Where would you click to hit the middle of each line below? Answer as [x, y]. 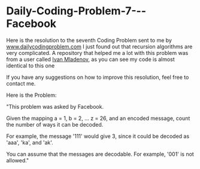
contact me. [21, 83]
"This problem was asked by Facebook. [55, 106]
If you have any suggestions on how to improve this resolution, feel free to [98, 77]
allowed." [18, 160]
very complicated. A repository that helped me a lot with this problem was [97, 53]
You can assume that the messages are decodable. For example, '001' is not [100, 154]
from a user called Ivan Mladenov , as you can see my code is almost [90, 59]
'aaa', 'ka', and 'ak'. [30, 142]
